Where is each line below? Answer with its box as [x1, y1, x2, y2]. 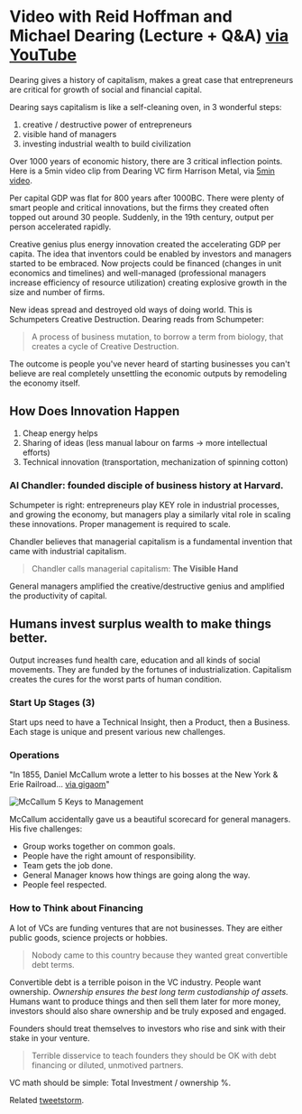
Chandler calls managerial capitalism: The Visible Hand [31, 563, 239, 574]
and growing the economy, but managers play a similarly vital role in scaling [9, 509, 291, 520]
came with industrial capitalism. [9, 546, 127, 557]
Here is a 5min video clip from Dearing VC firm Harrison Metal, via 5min [9, 165, 275, 176]
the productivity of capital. [9, 590, 108, 601]
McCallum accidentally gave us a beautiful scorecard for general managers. [9, 814, 291, 825]
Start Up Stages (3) [9, 696, 96, 709]
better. [9, 630, 48, 646]
